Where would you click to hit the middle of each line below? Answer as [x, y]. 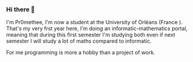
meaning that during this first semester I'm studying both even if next [91, 35]
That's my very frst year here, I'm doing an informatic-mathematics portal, [97, 28]
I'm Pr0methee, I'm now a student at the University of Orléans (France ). [94, 22]
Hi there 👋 [21, 9]
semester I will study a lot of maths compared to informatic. [79, 41]
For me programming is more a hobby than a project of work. [81, 53]
